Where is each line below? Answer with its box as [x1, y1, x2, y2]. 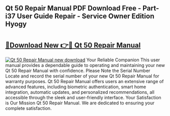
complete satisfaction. [5, 105, 52, 111]
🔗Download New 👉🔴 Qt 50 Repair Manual [5, 41, 141, 50]
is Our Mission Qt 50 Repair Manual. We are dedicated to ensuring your [5, 100, 155, 106]
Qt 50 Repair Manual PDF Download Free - [5, 4, 141, 13]
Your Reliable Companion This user [86, 57, 160, 63]
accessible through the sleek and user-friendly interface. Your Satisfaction [5, 95, 161, 100]
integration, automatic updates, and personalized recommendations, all [5, 89, 155, 95]
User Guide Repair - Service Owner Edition [17, 12, 154, 21]
